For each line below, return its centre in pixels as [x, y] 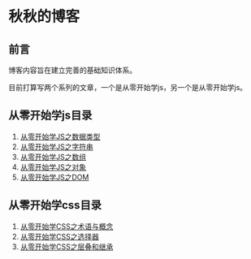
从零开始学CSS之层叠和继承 [67, 246]
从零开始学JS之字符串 [56, 146]
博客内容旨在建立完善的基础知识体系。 [72, 70]
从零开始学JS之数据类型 [60, 136]
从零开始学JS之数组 [53, 157]
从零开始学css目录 [55, 205]
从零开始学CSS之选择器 [59, 236]
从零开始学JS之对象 [53, 166]
